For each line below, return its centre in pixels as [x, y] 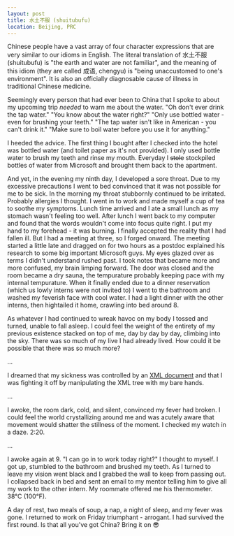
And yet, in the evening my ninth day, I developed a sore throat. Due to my [114, 179]
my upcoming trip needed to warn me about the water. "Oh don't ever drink [116, 107]
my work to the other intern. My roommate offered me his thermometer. [110, 489]
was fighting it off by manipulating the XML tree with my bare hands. [106, 383]
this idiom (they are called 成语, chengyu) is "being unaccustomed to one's [115, 71]
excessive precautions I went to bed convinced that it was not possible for [114, 187]
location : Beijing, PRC [42, 27]
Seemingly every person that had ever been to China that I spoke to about [114, 100]
